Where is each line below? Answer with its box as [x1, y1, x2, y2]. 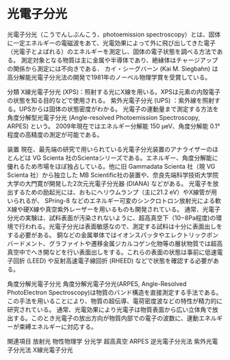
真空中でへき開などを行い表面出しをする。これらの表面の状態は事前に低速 [7, 248, 217, 256]
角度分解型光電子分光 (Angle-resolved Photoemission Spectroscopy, [7, 113, 201, 121]
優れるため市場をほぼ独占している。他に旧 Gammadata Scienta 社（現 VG [7, 162, 216, 170]
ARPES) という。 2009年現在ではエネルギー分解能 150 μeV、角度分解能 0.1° [7, 121, 220, 130]
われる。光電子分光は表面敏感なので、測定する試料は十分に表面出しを [25, 222, 222, 230]
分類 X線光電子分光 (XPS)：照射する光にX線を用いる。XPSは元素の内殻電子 [7, 87, 221, 96]
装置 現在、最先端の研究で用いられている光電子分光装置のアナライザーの [7, 145, 213, 153]
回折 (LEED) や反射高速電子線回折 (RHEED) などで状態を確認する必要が [12, 256, 214, 265]
